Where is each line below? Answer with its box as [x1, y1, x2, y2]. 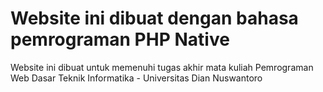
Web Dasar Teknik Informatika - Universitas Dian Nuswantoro [10, 72, 263, 84]
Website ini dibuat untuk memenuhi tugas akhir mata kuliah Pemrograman [10, 61, 314, 73]
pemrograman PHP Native [10, 28, 230, 51]
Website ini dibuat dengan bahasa [10, 7, 299, 30]
